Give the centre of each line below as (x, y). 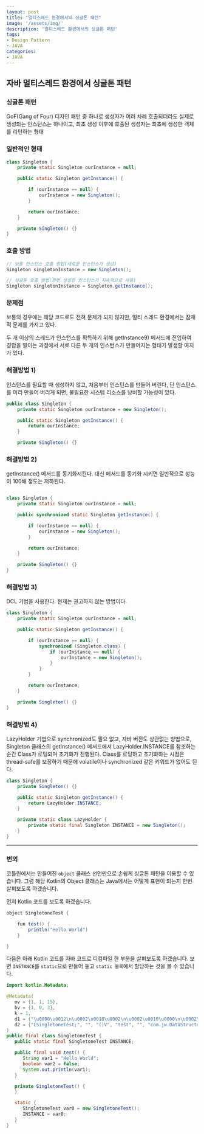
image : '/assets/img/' (35, 23)
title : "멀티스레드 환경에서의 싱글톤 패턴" (54, 18)
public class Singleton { (39, 404)
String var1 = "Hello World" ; (60, 1059)
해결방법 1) (21, 370)
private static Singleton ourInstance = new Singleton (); (92, 409)
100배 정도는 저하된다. (39, 482)
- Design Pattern (28, 40)
